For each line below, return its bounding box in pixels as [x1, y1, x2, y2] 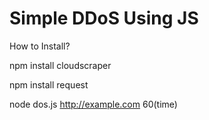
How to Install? [9, 40, 71, 52]
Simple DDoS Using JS [9, 7, 199, 30]
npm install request [9, 78, 89, 91]
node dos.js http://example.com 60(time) [9, 98, 178, 110]
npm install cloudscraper [9, 59, 112, 71]
